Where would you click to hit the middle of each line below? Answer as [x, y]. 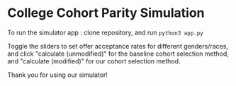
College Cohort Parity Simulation [106, 13]
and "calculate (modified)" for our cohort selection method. [94, 61]
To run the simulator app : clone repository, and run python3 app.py [105, 32]
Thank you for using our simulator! [58, 75]
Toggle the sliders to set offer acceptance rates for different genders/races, [118, 46]
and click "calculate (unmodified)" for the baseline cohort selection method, [118, 54]
